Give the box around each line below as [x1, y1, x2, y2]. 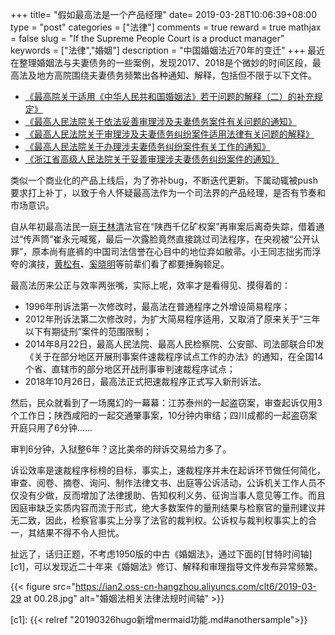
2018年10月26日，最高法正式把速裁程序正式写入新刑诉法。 [24, 376, 267, 387]
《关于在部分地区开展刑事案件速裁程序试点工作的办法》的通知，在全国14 [24, 351, 324, 362]
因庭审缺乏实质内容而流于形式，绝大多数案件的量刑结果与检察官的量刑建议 [10, 502, 317, 513]
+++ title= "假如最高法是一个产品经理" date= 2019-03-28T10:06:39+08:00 [10, 9, 318, 20]
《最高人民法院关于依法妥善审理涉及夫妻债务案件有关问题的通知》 [24, 116, 297, 127]
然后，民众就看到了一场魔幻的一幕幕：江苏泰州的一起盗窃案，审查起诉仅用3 [10, 397, 323, 408]
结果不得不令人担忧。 [36, 527, 125, 538]
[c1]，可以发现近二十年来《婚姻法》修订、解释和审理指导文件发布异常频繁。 [10, 561, 323, 572]
